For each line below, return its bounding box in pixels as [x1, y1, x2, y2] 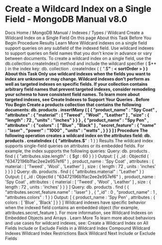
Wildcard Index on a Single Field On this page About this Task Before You [5, 35, 151, 41]
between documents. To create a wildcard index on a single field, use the [5, 55, 151, 61]
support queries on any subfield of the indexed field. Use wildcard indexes [5, 45, 154, 51]
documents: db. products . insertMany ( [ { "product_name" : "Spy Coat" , [5, 107, 157, 112]
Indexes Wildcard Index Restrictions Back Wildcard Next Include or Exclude [5, 230, 156, 236]
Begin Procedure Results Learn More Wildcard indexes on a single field [5, 40, 147, 46]
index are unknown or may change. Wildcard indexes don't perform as [5, 76, 150, 82]
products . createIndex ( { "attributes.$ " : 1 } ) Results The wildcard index [5, 138, 153, 143]
